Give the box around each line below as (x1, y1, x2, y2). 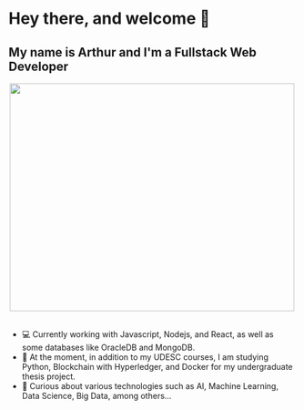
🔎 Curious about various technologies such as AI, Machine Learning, (21, 381, 279, 391)
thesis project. (21, 371, 76, 382)
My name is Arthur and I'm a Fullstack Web (8, 45, 257, 60)
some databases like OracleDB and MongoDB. (21, 342, 196, 353)
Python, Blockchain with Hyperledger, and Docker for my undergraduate (21, 362, 293, 372)
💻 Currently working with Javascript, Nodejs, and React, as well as (21, 329, 274, 340)
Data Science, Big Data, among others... (21, 391, 172, 401)
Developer (8, 58, 69, 74)
